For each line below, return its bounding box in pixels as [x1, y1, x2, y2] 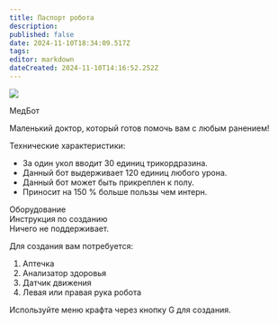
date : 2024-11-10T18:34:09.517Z [9, 38, 130, 48]
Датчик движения [22, 277, 92, 288]
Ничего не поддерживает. [9, 223, 110, 234]
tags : [9, 47, 30, 56]
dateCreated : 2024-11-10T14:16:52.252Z [9, 64, 159, 73]
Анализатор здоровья [22, 267, 107, 278]
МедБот [9, 105, 40, 116]
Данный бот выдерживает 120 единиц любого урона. [22, 167, 228, 178]
